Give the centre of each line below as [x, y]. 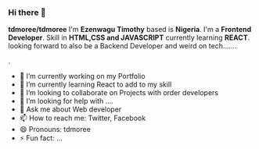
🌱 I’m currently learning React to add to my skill [95, 84]
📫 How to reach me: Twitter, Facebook [83, 118]
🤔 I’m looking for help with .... [66, 101]
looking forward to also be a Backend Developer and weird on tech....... [122, 46]
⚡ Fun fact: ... [41, 138]
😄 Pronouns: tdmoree [55, 129]
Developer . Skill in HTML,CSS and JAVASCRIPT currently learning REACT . [129, 37]
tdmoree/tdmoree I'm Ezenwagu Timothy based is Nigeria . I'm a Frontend [130, 30]
